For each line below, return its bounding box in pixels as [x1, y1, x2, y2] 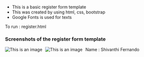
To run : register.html [5, 24, 47, 29]
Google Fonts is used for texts [12, 14, 72, 20]
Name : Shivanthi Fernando [85, 47, 140, 53]
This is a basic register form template [12, 4, 86, 10]
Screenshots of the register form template [5, 36, 106, 43]
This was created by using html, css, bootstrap [12, 9, 105, 15]
